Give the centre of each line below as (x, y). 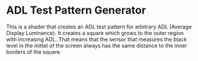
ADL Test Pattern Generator (76, 10)
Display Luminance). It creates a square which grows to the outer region (95, 33)
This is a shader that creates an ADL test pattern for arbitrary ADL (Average (99, 27)
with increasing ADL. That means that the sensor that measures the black (97, 39)
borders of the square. (34, 52)
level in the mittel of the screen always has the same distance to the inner (97, 46)
